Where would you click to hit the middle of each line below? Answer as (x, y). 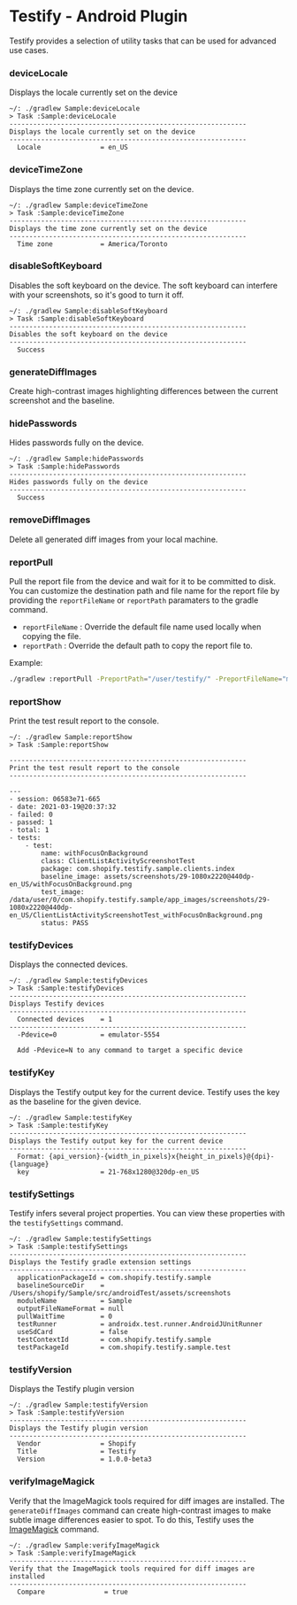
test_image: (63, 892)
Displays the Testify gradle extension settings (100, 1262)
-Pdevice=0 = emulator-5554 (89, 1035)
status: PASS (65, 923)
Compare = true (72, 1592)
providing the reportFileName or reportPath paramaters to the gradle (134, 600)
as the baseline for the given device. (75, 1101)
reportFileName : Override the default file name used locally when (141, 627)
